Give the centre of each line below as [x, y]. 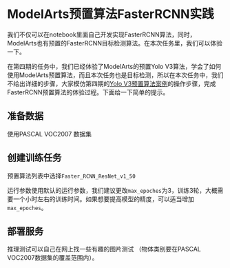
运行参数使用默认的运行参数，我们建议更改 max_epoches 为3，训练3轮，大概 [113, 190]
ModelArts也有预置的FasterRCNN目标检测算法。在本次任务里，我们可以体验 [115, 43]
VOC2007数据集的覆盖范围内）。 [53, 258]
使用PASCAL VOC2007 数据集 [49, 134]
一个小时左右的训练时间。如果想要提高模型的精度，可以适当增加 [103, 199]
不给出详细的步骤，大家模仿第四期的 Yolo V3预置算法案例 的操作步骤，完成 [112, 83]
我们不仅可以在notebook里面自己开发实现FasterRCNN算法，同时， [102, 34]
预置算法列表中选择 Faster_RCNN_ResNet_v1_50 [71, 176]
